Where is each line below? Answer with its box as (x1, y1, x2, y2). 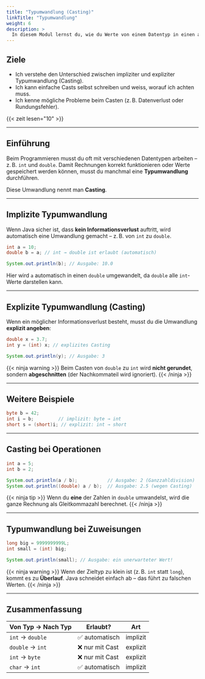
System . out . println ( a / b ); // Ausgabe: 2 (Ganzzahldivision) (6, 477, 195, 483)
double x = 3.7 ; (6, 336, 48, 343)
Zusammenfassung (6, 604, 82, 615)
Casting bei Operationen (6, 444, 101, 455)
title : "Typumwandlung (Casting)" (6, 9, 95, 15)
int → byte (9, 653, 41, 661)
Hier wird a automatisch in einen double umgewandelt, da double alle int (6, 272, 188, 279)
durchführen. (6, 174, 40, 181)
